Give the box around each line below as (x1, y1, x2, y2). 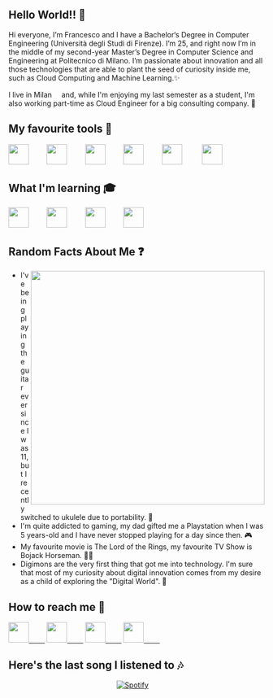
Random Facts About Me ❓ (8, 245, 145, 259)
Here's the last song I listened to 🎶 (8, 658, 184, 672)
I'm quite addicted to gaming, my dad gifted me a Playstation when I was (19, 521, 264, 531)
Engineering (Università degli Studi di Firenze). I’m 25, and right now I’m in (8, 38, 257, 48)
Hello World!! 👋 (8, 8, 86, 22)
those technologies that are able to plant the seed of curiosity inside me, (8, 64, 251, 74)
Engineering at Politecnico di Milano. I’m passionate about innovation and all (8, 55, 263, 65)
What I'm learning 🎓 (8, 181, 116, 195)
